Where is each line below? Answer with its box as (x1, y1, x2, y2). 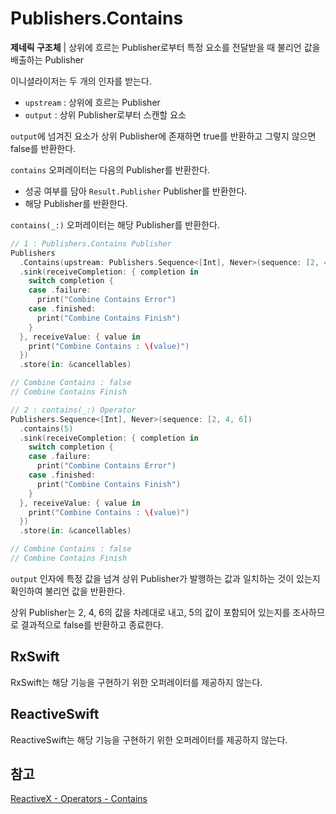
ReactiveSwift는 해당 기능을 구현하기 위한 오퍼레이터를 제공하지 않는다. (10, 733, 288, 746)
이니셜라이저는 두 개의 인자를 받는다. (10, 75, 152, 87)
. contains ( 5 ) (19, 423, 74, 434)
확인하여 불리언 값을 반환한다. (10, 585, 126, 597)
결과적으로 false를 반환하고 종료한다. (20, 618, 164, 631)
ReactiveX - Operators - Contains (10, 793, 148, 805)
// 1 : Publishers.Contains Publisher (10, 238, 172, 249)
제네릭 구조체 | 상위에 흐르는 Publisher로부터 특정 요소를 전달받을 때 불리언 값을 (10, 41, 321, 53)
